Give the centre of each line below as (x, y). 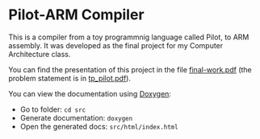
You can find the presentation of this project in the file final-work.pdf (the (130, 69)
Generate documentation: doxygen (76, 117)
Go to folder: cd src (53, 109)
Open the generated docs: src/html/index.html (99, 126)
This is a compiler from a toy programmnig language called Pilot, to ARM (129, 37)
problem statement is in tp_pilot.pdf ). (70, 78)
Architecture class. (40, 54)
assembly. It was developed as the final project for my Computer (116, 45)
